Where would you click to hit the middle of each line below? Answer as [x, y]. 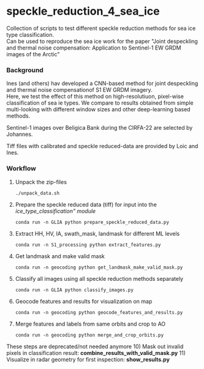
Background [25, 70]
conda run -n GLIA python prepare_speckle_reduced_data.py [92, 222]
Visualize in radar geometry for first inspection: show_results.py [88, 359]
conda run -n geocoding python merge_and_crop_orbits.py [89, 335]
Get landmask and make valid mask [60, 256]
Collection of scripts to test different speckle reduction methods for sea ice [101, 28]
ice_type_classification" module [55, 211]
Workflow [21, 168]
